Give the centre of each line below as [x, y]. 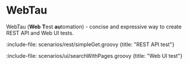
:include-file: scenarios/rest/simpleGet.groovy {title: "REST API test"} [90, 44]
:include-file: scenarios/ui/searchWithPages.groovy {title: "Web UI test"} [94, 56]
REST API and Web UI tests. [40, 32]
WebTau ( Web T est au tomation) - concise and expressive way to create [94, 27]
